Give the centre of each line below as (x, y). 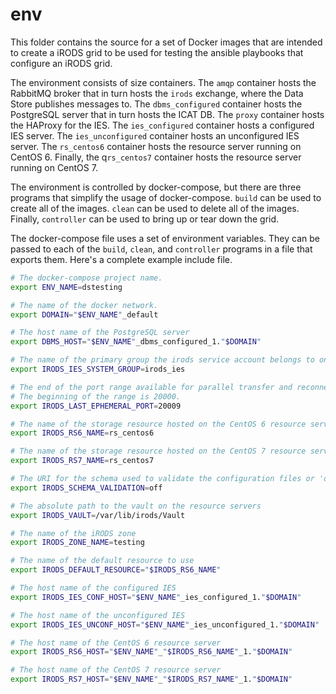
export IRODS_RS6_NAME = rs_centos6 (82, 433)
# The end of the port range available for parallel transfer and (151, 387)
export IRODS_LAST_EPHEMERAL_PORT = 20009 (96, 406)
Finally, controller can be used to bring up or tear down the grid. (145, 219)
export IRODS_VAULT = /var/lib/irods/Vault (98, 515)
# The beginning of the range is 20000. (96, 396)
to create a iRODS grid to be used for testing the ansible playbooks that (157, 52)
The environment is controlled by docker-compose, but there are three (156, 187)
